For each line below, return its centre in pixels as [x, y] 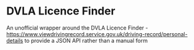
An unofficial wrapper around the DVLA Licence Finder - [77, 28]
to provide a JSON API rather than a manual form [86, 40]
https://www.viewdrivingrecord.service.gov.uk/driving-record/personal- [97, 34]
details [15, 40]
